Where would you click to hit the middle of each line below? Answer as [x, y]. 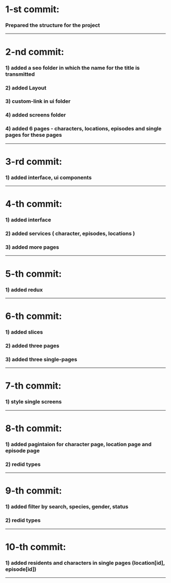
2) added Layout [26, 88]
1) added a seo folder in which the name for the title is [73, 68]
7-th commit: [33, 386]
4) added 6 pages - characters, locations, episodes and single [83, 129]
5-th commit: [34, 274]
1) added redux [24, 289]
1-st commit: [32, 9]
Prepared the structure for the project [53, 25]
